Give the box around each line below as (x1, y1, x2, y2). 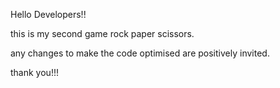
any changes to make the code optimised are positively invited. (10, 47, 270, 59)
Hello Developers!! (10, 9, 87, 20)
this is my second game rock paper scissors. (10, 28, 195, 39)
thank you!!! (10, 67, 59, 78)
